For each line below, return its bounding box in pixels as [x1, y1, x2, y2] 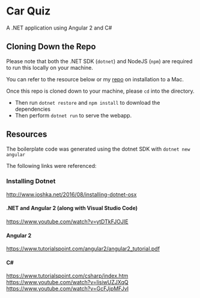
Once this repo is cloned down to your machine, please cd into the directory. [6, 87, 195, 95]
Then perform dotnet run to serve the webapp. [14, 111, 132, 119]
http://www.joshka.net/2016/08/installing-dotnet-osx [6, 191, 137, 198]
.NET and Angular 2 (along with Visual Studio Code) [6, 205, 138, 212]
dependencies [14, 105, 51, 113]
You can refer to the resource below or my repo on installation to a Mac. [6, 75, 184, 82]
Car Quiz [6, 4, 51, 18]
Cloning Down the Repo [6, 42, 96, 52]
